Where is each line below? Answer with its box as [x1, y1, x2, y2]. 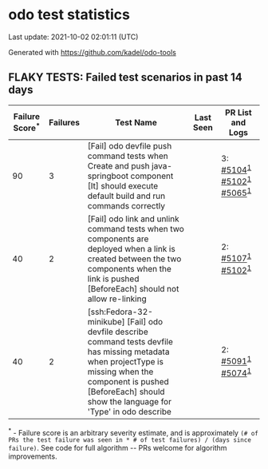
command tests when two [87, 223, 185, 234]
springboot [87, 170, 129, 181]
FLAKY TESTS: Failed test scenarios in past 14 [8, 70, 242, 85]
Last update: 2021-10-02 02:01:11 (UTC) [8, 32, 139, 42]
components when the [87, 263, 171, 274]
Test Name [115, 117, 157, 128]
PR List [224, 106, 253, 117]
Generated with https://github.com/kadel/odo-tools [8, 47, 177, 57]
